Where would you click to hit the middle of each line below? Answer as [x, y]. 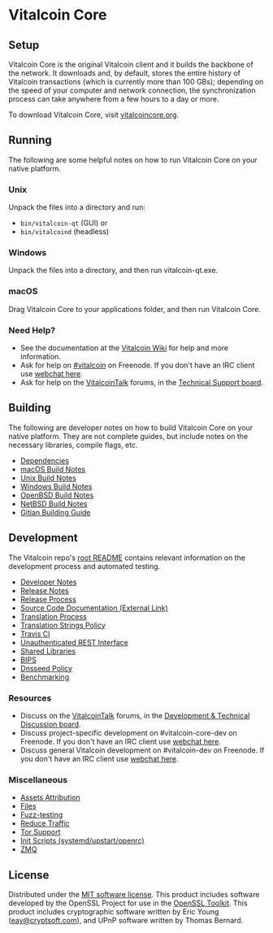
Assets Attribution [50, 797]
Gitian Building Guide [55, 512]
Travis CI [35, 634]
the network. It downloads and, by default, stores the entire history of [125, 73]
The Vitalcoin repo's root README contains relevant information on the [127, 558]
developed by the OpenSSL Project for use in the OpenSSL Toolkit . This [128, 903]
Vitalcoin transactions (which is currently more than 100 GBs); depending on [136, 82]
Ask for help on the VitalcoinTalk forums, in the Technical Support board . [142, 382]
